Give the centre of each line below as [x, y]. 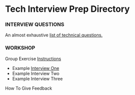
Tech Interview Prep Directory [67, 9]
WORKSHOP [20, 48]
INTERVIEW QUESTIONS [35, 25]
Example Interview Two [36, 73]
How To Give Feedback [29, 88]
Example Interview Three [37, 79]
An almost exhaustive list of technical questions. [54, 35]
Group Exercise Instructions [33, 59]
